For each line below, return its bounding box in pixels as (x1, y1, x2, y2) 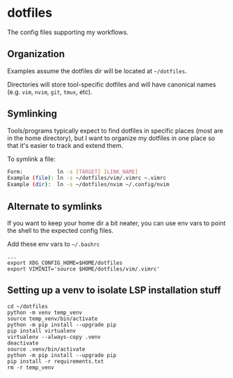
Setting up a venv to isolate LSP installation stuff (7, 285, 221, 296)
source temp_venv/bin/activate (7, 315, 98, 322)
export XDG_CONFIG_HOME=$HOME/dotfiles (7, 259, 123, 266)
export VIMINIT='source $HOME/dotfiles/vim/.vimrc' (7, 266, 160, 273)
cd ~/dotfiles (7, 303, 49, 310)
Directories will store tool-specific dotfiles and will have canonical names (7, 80, 216, 89)
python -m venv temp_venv (7, 309, 82, 316)
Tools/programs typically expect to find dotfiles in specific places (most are (7, 126, 224, 135)
